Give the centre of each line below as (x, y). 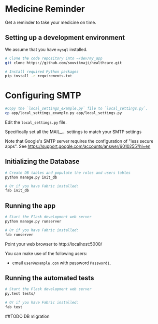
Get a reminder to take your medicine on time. (51, 22)
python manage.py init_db (31, 177)
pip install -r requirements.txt (39, 76)
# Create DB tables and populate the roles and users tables (68, 173)
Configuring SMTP (43, 95)
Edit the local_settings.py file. (36, 122)
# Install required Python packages (42, 71)
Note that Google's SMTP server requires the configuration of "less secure (79, 141)
